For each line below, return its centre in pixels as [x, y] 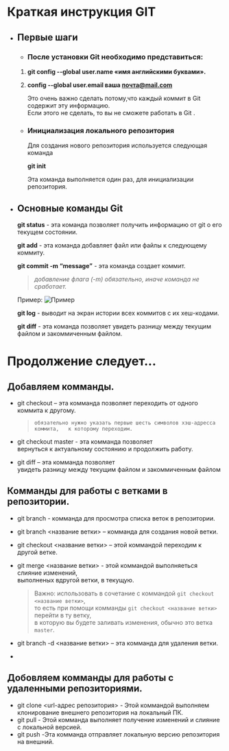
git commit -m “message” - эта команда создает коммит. [101, 265]
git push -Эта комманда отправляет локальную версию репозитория [118, 734]
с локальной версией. [49, 727]
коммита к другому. [47, 410]
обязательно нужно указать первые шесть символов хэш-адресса [125, 422]
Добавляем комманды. [61, 386]
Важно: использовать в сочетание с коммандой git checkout [124, 593]
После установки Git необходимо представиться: [115, 57]
